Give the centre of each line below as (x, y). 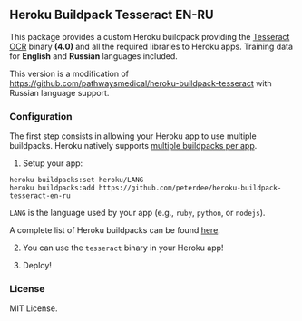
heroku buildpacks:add (52, 188)
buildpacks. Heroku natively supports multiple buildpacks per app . (133, 146)
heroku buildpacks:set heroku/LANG (77, 180)
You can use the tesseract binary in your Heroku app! (123, 248)
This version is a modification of (69, 73)
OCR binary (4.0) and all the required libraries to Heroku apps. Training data (151, 46)
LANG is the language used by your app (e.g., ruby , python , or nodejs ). (137, 213)
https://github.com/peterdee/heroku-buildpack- (190, 188)
